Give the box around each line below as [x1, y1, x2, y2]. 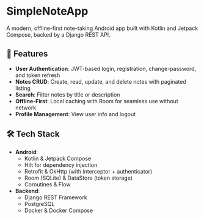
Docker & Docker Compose [24, 207, 93, 214]
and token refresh [15, 71, 60, 79]
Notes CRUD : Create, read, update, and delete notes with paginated [15, 78, 186, 85]
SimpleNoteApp [6, 4, 89, 18]
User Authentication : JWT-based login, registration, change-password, [15, 65, 197, 72]
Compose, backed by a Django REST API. [6, 31, 111, 38]
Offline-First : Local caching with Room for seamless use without [15, 97, 178, 105]
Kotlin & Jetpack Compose [24, 155, 92, 162]
